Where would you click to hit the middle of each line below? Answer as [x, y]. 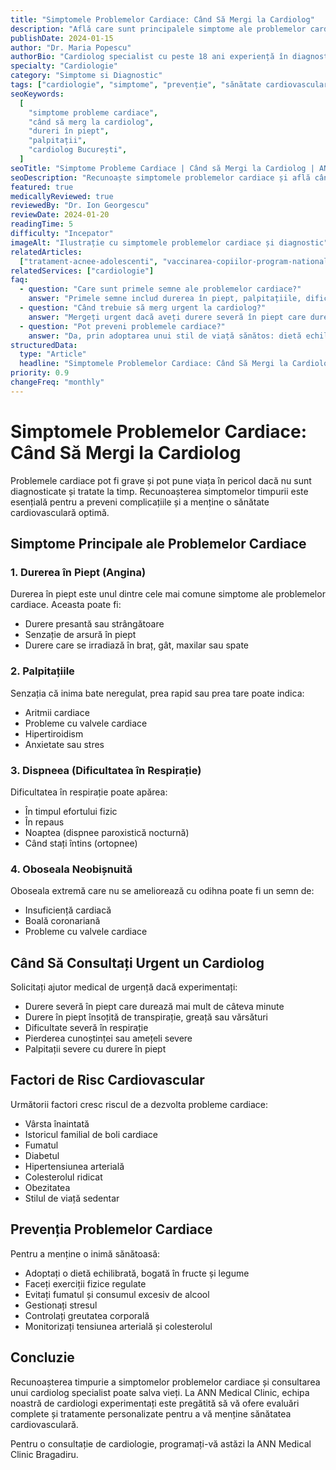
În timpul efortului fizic [71, 811]
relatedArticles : [46, 252]
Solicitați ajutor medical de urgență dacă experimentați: [124, 987]
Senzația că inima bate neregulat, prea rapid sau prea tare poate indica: [157, 693]
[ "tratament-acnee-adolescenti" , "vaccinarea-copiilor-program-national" [176, 261]
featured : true [42, 187]
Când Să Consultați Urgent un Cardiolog [137, 962]
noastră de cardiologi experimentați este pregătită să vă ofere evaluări [155, 1403]
